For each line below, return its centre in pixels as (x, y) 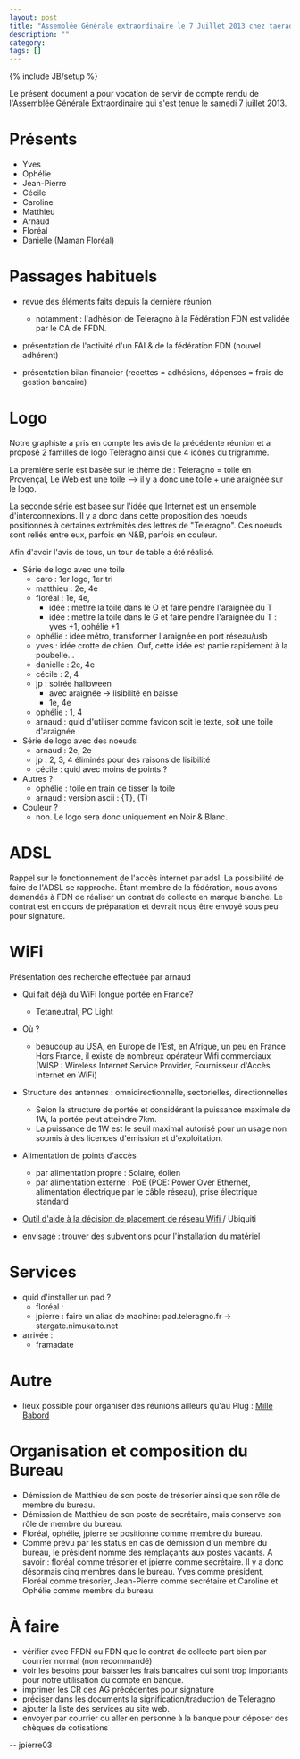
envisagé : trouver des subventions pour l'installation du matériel (141, 1236)
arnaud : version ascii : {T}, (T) (92, 797)
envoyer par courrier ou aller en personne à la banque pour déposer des (155, 1718)
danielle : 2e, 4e (65, 665)
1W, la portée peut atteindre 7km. (96, 1119)
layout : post (33, 17)
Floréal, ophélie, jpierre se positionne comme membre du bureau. (142, 1533)
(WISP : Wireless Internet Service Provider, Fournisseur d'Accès (153, 1065)
